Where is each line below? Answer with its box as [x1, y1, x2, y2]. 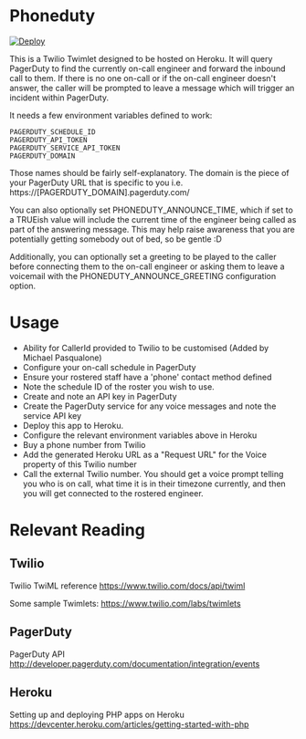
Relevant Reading [9, 520, 146, 541]
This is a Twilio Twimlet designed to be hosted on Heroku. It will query [9, 53, 273, 64]
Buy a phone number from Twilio [22, 439, 146, 450]
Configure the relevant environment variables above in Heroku [22, 430, 258, 441]
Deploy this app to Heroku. [22, 420, 124, 431]
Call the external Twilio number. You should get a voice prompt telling [22, 468, 284, 479]
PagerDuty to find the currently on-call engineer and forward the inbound [9, 63, 286, 74]
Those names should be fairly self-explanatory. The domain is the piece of [9, 167, 290, 178]
